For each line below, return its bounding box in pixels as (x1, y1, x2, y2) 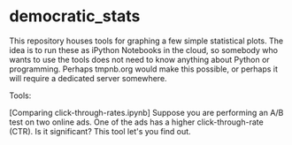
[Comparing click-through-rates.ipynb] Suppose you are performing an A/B (9, 107, 284, 118)
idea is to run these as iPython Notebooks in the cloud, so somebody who (9, 44, 279, 55)
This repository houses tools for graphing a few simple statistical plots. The (9, 35, 284, 46)
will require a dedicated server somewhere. (9, 72, 167, 83)
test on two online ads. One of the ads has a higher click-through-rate (9, 117, 264, 127)
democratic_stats (9, 6, 141, 27)
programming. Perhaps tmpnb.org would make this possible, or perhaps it (9, 64, 279, 74)
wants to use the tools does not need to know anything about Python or (9, 54, 270, 65)
